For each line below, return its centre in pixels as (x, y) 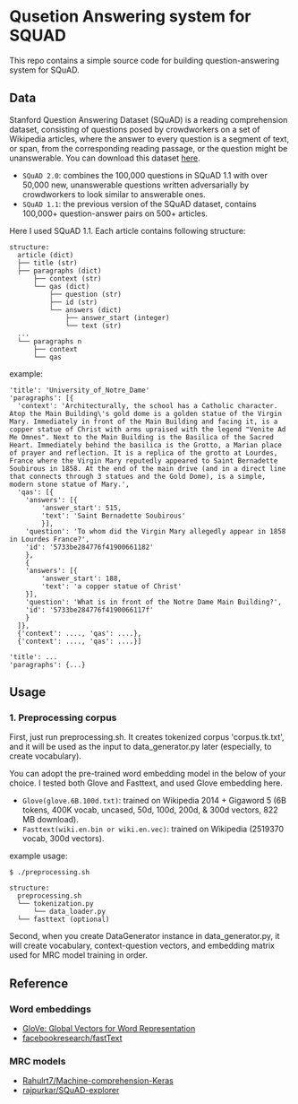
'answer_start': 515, (82, 508)
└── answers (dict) (85, 310)
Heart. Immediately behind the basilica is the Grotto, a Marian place (145, 445)
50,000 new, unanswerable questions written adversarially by (136, 185)
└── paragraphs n (50, 341)
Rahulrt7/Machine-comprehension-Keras (98, 1081)
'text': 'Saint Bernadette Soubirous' (114, 516)
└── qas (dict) (61, 286)
